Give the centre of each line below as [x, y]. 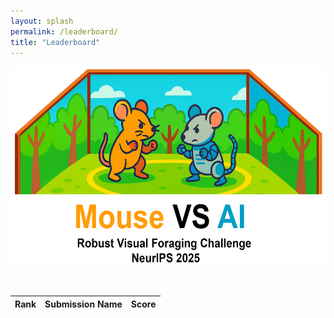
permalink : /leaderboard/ [64, 31]
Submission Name [83, 304]
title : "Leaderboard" [55, 42]
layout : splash [42, 21]
